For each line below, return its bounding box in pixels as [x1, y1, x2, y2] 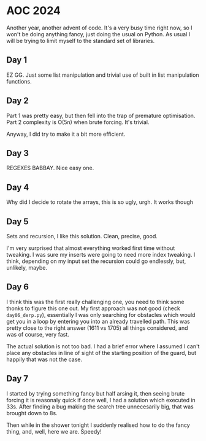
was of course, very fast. [6, 330, 69, 338]
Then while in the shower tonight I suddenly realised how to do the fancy [6, 421, 190, 429]
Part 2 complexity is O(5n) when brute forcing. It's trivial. [6, 118, 150, 126]
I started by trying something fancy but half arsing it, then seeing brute [6, 389, 185, 397]
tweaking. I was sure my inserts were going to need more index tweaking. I [6, 251, 196, 258]
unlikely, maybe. [6, 264, 48, 271]
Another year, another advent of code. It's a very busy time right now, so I [6, 24, 193, 31]
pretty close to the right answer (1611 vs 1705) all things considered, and [6, 324, 188, 332]
